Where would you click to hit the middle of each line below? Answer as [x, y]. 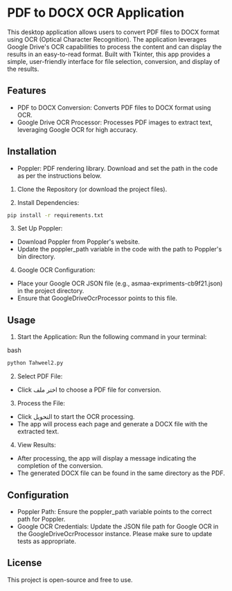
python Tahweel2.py [35, 363]
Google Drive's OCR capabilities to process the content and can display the [115, 47]
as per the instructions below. [59, 176]
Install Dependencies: [48, 202]
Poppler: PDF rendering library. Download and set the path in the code [117, 168]
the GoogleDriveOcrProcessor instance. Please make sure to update [115, 533]
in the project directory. [51, 291]
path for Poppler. [41, 519]
